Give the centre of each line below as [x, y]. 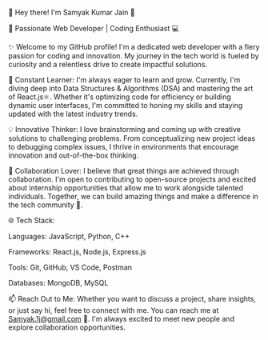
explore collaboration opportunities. [67, 327]
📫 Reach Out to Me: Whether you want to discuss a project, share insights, [132, 299]
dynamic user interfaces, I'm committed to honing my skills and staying [126, 105]
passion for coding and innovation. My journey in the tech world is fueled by [134, 56]
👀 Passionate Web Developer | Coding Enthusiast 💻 [94, 28]
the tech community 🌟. [46, 205]
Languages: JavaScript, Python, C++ [69, 236]
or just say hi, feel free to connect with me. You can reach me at [114, 310]
